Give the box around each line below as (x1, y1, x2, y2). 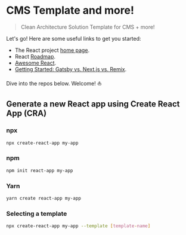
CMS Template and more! (6, 4, 134, 17)
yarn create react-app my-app (6, 195, 82, 201)
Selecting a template (6, 209, 67, 218)
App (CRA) (6, 108, 46, 118)
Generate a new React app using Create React (6, 99, 180, 109)
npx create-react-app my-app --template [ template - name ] (6, 223, 151, 229)
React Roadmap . (14, 53, 55, 60)
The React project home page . (14, 46, 90, 54)
